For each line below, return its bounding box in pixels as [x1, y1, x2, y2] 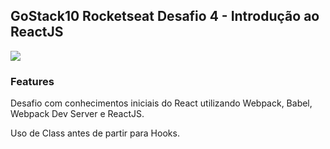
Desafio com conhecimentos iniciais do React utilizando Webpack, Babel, [10, 97, 313, 109]
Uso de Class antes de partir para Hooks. [10, 127, 180, 139]
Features [10, 74, 55, 88]
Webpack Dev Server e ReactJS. [10, 108, 145, 120]
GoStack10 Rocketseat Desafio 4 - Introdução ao [10, 8, 320, 25]
